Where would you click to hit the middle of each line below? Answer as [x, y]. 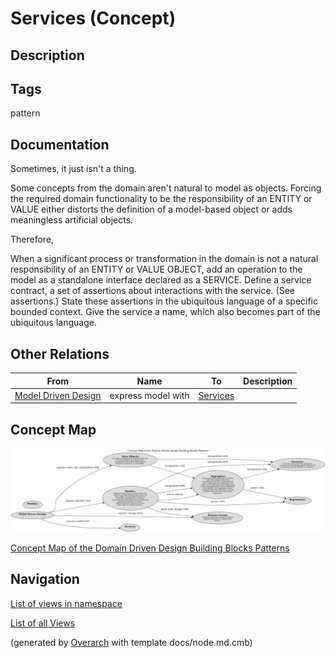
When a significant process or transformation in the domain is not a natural [164, 259]
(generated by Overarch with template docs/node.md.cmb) [131, 642]
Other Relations [60, 353]
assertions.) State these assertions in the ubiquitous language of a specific [164, 301]
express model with [149, 395]
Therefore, [32, 239]
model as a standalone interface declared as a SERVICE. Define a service [161, 280]
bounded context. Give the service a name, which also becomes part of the [165, 312]
